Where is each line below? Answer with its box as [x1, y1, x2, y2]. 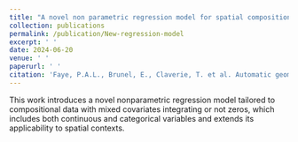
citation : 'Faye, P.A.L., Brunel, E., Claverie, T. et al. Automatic [9, 71, 272, 79]
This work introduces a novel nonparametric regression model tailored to [9, 94, 276, 105]
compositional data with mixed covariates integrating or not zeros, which [9, 103, 275, 115]
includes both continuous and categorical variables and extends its [9, 113, 255, 123]
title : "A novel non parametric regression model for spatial [9, 12, 244, 22]
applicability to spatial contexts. [9, 123, 125, 133]
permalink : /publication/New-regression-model [9, 29, 184, 38]
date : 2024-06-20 [9, 46, 74, 55]
